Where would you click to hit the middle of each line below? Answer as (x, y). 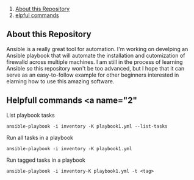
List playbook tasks (31, 115)
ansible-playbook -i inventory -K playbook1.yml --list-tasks (87, 126)
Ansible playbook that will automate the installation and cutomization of (96, 55)
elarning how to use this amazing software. (60, 81)
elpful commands (37, 15)
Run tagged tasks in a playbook (46, 160)
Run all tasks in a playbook (40, 137)
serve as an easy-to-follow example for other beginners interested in (93, 75)
